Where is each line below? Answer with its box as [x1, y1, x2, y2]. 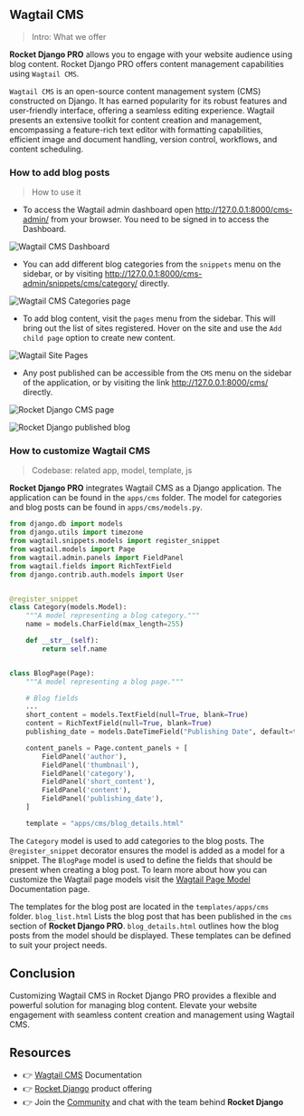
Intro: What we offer [31, 31, 107, 42]
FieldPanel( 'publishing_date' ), [42, 794, 165, 803]
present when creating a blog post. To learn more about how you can [9, 864, 267, 875]
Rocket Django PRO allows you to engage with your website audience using [9, 49, 292, 60]
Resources [9, 1044, 71, 1060]
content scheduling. [9, 143, 84, 154]
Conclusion [9, 966, 76, 982]
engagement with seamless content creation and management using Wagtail [9, 1009, 295, 1020]
